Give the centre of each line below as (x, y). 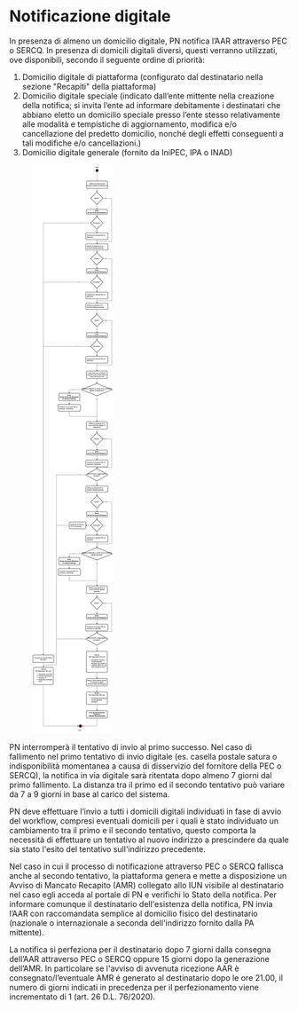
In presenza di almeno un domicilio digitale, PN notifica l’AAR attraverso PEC (149, 41)
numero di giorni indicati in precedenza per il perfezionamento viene (134, 987)
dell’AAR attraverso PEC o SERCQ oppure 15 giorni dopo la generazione (140, 959)
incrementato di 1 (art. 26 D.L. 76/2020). (82, 997)
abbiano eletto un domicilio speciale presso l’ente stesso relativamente (151, 114)
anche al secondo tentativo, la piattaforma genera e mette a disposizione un (148, 875)
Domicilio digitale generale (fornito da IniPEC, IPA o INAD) (127, 152)
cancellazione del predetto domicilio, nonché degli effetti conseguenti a (153, 133)
